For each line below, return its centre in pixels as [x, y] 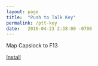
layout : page [22, 12]
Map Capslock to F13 [32, 46]
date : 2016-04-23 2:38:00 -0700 [49, 28]
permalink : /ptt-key [32, 23]
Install [13, 57]
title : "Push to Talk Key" [41, 17]
